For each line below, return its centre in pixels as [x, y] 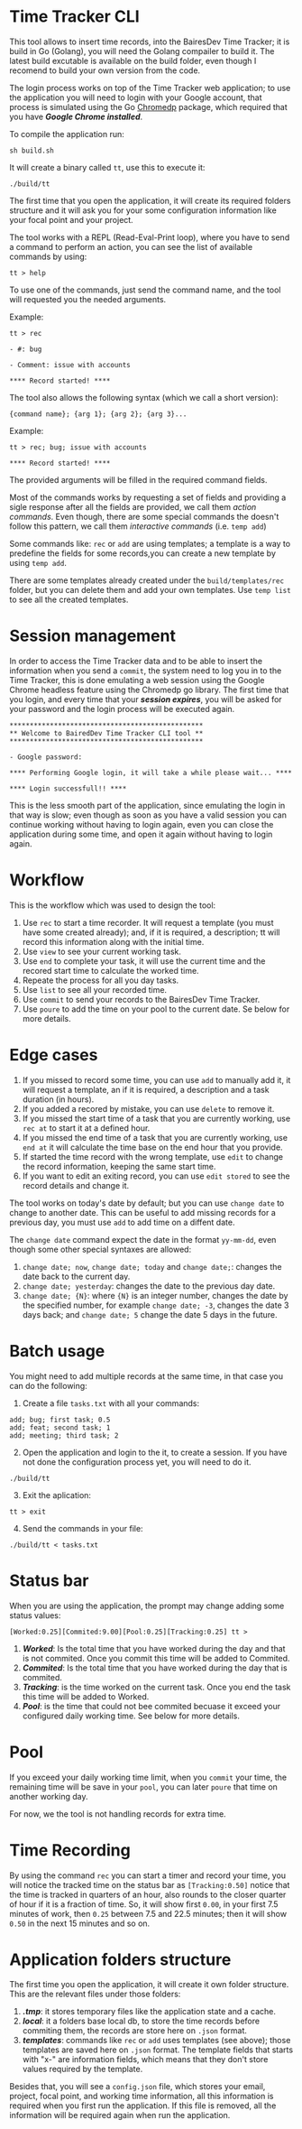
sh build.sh [32, 151]
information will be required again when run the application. [120, 2115]
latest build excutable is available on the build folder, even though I [133, 60]
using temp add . [38, 562]
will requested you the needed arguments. [88, 299]
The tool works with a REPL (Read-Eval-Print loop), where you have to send [150, 237]
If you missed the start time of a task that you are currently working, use [156, 1118]
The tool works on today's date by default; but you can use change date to [147, 1203]
